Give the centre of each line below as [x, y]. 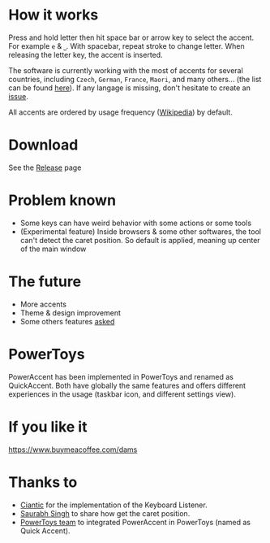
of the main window [53, 249]
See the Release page [45, 167]
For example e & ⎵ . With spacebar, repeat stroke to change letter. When [126, 46]
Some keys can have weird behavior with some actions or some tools [136, 223]
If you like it [48, 426]
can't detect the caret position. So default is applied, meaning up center [140, 240]
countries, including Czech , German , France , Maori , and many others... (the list [135, 79]
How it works [54, 15]
